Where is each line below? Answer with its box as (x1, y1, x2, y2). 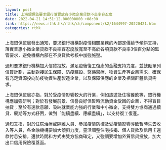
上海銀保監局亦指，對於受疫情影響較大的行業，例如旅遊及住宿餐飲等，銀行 (5, 92, 157, 98)
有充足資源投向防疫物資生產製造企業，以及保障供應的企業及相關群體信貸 (5, 75, 152, 81)
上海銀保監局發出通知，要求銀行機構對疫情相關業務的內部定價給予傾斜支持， (5, 40, 161, 46)
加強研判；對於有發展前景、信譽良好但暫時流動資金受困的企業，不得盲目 (13, 98, 161, 104)
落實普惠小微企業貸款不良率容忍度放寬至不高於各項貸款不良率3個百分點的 (5, 46, 155, 52)
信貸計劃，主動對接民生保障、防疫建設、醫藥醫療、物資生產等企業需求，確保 (5, 69, 161, 75)
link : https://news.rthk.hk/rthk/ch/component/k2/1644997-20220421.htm (5, 21, 156, 26)
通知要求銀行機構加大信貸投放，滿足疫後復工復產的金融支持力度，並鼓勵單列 (5, 63, 161, 69)
